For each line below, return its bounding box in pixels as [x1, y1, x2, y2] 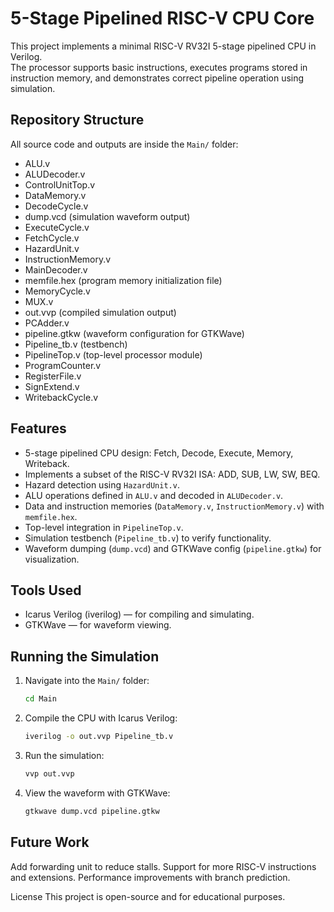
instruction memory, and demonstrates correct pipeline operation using [10, 72, 305, 84]
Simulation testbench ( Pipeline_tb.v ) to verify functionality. [24, 532, 272, 544]
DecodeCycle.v [24, 200, 89, 212]
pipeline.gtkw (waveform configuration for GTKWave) [24, 327, 245, 339]
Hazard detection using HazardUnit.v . [24, 478, 180, 491]
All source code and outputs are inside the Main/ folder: [10, 138, 239, 150]
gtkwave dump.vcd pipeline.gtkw [24, 806, 160, 816]
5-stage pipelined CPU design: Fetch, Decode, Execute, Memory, [24, 447, 294, 459]
